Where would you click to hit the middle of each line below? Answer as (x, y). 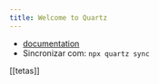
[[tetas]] (25, 70)
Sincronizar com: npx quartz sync (86, 53)
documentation (51, 43)
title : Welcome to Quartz (58, 18)
